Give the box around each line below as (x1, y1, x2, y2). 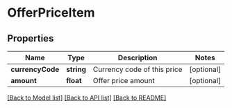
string (65, 64, 87, 74)
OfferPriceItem (7, 5, 95, 21)
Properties (7, 33, 54, 44)
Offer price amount (92, 76, 155, 85)
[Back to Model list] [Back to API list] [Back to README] (7, 93, 167, 102)
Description (117, 53, 158, 62)
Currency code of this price (92, 64, 183, 74)
